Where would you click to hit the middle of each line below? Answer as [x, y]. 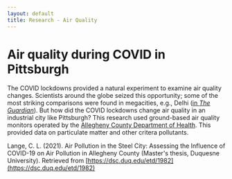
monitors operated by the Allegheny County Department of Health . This [109, 125]
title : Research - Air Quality [52, 20]
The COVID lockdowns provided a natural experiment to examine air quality [114, 88]
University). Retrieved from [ [48, 161]
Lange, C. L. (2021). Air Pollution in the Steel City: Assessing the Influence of [116, 146]
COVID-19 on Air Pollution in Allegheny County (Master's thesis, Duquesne [114, 153]
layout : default [30, 14]
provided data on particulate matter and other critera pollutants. [98, 133]
